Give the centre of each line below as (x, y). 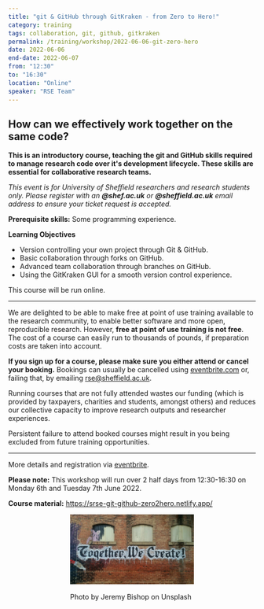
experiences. (29, 419)
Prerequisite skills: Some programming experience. (92, 220)
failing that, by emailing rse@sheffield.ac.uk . (80, 378)
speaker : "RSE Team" (42, 91)
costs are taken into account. (55, 346)
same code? (38, 137)
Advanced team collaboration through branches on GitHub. (115, 267)
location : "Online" (40, 83)
